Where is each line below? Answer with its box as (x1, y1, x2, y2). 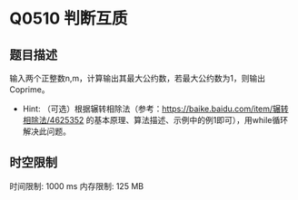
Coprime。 (9, 84, 50, 95)
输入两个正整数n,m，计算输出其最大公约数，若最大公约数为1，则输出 (9, 73, 266, 83)
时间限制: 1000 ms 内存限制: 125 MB (9, 180, 144, 191)
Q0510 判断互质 (9, 8, 128, 29)
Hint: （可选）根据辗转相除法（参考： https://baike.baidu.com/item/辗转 (22, 103, 289, 114)
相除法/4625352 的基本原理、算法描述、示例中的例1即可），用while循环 (22, 115, 289, 125)
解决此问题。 (22, 126, 71, 137)
